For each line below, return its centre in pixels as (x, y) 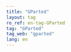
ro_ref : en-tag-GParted (36, 23)
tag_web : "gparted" (30, 34)
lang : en (17, 39)
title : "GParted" (28, 12)
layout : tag (21, 17)
